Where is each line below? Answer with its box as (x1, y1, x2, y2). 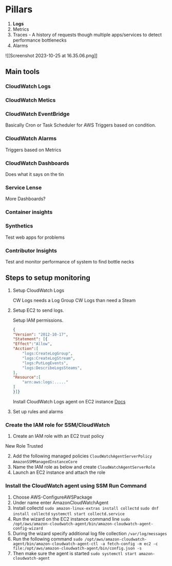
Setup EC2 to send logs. (12, 307, 64, 313)
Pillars (5, 4, 33, 15)
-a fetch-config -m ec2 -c (100, 541, 158, 546)
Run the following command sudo (12, 536, 83, 542)
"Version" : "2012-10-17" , (12, 332, 68, 337)
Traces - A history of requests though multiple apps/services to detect (12, 31, 162, 38)
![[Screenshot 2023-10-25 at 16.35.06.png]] (5, 52, 98, 59)
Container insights (5, 208, 53, 216)
